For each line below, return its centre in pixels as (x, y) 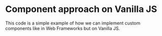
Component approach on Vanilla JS (81, 9)
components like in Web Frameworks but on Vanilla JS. (63, 28)
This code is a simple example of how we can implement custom (73, 23)
